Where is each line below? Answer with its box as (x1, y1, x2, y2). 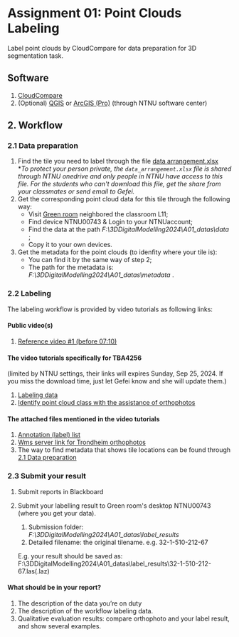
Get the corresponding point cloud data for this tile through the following (17, 195, 230, 204)
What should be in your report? (7, 583, 102, 592)
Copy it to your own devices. (28, 241, 112, 249)
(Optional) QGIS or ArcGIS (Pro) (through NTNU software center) (17, 99, 208, 107)
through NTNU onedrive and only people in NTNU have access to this (17, 172, 223, 181)
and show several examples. (17, 621, 102, 630)
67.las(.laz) (17, 566, 50, 576)
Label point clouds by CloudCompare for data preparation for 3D (7, 44, 197, 52)
